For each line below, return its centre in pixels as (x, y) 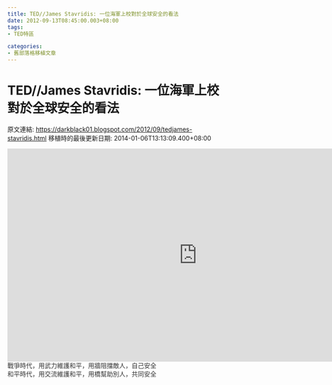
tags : (15, 27)
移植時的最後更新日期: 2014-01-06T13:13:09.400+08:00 (130, 138)
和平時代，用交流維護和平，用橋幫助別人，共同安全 (82, 374)
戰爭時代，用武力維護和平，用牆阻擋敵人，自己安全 (82, 365)
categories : (25, 47)
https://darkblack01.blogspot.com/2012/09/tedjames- (114, 129)
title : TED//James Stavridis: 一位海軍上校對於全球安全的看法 (93, 14)
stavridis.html (27, 138)
